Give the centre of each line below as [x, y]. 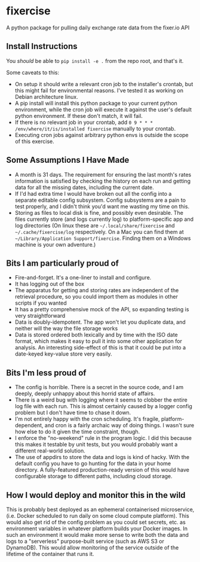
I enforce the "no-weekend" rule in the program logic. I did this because [103, 438]
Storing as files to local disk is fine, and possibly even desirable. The [99, 212]
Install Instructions [42, 46]
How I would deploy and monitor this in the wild [96, 495]
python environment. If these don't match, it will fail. [79, 116]
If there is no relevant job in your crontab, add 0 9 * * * [84, 122]
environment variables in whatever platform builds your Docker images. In [97, 528]
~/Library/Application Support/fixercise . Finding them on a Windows [103, 238]
